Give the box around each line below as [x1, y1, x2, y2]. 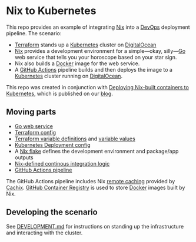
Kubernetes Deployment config [14, 141, 91, 148]
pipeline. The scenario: [6, 29, 62, 36]
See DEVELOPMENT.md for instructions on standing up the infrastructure [6, 223, 184, 230]
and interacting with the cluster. [6, 229, 83, 236]
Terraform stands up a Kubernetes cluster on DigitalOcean [14, 41, 157, 48]
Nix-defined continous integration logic [14, 160, 110, 167]
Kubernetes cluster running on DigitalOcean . [14, 72, 122, 79]
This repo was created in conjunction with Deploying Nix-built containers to [6, 83, 190, 90]
